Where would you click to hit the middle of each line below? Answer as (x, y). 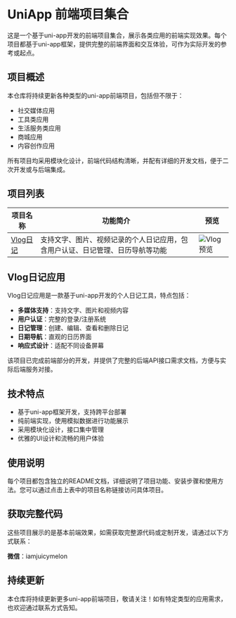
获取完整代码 (35, 514)
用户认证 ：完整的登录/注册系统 (62, 319)
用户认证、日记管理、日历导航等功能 (107, 250)
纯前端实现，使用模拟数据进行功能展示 (73, 421)
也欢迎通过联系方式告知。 (44, 607)
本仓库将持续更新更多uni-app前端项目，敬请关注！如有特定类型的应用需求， (117, 598)
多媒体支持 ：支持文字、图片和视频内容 (73, 310)
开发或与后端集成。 (41, 169)
